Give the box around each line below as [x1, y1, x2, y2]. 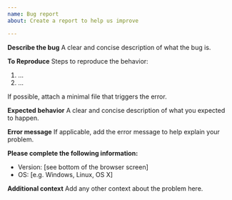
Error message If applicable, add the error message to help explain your [7, 127, 220, 136]
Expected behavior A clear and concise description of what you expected [7, 106, 226, 114]
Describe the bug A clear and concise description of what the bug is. [7, 43, 211, 51]
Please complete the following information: [7, 149, 138, 157]
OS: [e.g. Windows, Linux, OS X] [17, 170, 113, 179]
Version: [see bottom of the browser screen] [17, 162, 148, 171]
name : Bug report [7, 10, 59, 18]
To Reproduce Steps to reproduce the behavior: [7, 56, 148, 65]
